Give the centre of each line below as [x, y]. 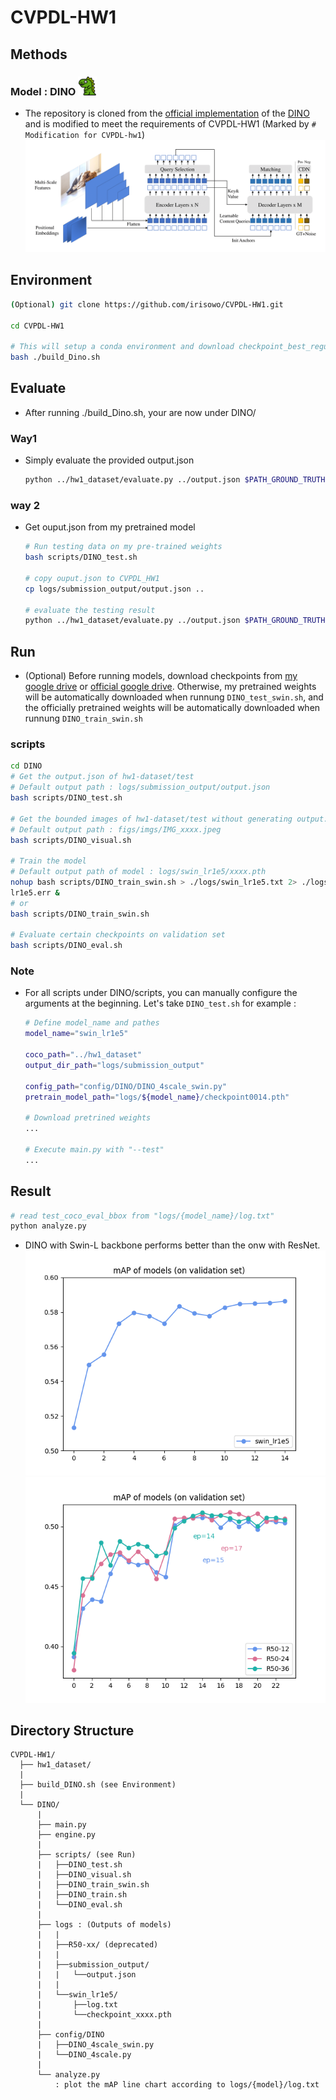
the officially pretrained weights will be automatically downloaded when [172, 708]
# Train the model [48, 861]
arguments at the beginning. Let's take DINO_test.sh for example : [160, 1003]
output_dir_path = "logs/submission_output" [114, 1065]
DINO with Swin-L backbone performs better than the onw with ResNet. [172, 1245]
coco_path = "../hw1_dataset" [83, 1055]
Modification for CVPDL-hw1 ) [85, 134]
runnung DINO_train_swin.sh [83, 718]
